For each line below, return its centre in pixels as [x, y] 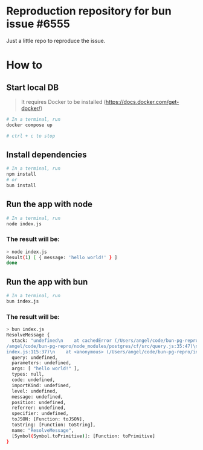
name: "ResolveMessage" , [43, 430]
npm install [21, 174]
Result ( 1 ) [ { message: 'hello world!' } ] [62, 257]
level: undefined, [35, 391]
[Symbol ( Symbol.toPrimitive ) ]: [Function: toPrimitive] [83, 436]
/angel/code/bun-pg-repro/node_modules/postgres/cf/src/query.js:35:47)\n [102, 346]
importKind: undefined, [41, 385]
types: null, [28, 374]
